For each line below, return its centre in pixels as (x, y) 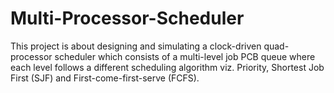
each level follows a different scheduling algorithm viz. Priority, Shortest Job (167, 67)
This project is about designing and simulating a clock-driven (136, 46)
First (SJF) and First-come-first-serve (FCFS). (105, 78)
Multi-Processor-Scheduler (127, 18)
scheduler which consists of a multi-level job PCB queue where (185, 56)
